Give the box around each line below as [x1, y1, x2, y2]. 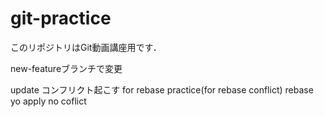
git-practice [10, 7, 112, 30]
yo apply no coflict [10, 95, 87, 107]
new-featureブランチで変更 [10, 62, 123, 74]
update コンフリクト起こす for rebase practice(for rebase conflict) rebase [10, 83, 314, 96]
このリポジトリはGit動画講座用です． [10, 41, 162, 53]
